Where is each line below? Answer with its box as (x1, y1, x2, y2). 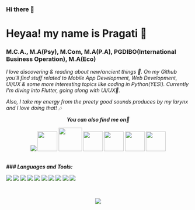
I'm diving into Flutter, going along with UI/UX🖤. (6, 87, 121, 94)
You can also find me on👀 (66, 116, 130, 123)
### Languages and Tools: (6, 163, 73, 170)
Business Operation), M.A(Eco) (6, 55, 96, 63)
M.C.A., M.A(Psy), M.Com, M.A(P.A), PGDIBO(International (6, 48, 176, 56)
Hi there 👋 (6, 5, 35, 13)
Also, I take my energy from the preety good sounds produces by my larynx (6, 98, 189, 105)
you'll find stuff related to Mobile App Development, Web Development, (6, 74, 177, 81)
